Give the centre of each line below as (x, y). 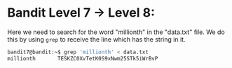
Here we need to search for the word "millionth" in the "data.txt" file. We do (116, 32)
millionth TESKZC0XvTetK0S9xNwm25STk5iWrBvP (83, 58)
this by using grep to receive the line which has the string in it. (96, 39)
